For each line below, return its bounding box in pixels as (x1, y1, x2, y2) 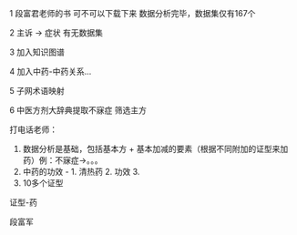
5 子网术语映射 (9, 86, 66, 96)
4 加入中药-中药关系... (9, 66, 92, 77)
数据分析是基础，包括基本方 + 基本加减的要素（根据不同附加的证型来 (22, 144, 281, 154)
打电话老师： (9, 124, 57, 135)
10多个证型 (22, 178, 64, 189)
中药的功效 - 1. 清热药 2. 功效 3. (22, 167, 140, 177)
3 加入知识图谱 (9, 46, 66, 57)
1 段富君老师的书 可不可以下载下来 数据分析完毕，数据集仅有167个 (9, 8, 256, 18)
